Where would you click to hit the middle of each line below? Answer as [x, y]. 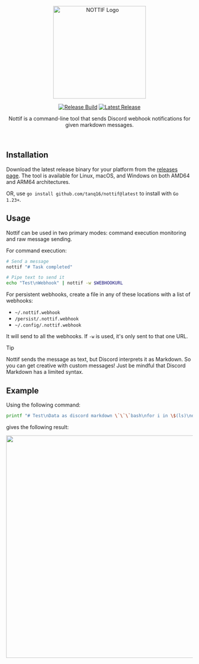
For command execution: [36, 250]
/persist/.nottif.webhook [46, 319]
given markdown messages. [99, 125]
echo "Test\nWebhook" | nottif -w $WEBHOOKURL [65, 283]
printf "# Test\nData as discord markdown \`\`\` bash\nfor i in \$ [91, 415]
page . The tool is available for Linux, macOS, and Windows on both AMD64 [98, 176]
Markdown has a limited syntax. [45, 372]
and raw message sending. [39, 239]
